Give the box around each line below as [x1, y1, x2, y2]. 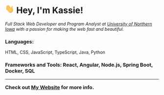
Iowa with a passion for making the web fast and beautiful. [5, 26, 124, 32]
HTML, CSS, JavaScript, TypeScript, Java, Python [5, 49, 105, 55]
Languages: [5, 38, 34, 45]
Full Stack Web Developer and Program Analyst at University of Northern [5, 21, 152, 27]
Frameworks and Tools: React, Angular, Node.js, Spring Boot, [5, 61, 153, 68]
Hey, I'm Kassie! [16, 5, 83, 16]
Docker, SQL [5, 68, 35, 75]
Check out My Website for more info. [5, 84, 94, 91]
